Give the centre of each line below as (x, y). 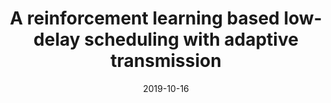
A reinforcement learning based (144, 18)
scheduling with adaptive (191, 39)
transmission (166, 61)
